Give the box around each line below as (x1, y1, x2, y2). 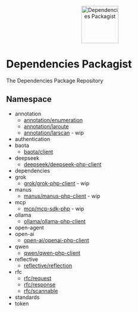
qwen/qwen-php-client (23, 249, 81, 256)
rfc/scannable (23, 287, 58, 294)
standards (14, 294, 40, 301)
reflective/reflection (23, 262, 73, 269)
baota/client (23, 148, 54, 155)
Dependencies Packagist (6, 57, 132, 71)
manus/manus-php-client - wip (23, 192, 101, 199)
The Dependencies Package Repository (6, 77, 103, 84)
